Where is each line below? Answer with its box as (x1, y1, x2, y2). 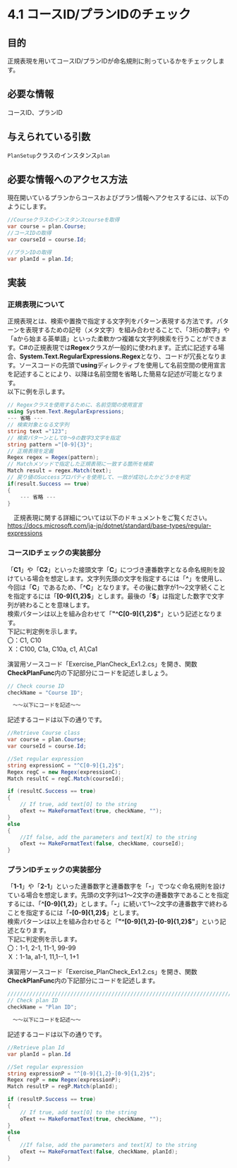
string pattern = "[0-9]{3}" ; (7, 441, 93, 448)
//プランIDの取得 (7, 248, 51, 256)
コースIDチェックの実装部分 (7, 548, 101, 558)
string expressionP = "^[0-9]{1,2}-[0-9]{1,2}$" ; (7, 1070, 157, 1077)
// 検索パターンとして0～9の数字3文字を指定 (7, 434, 121, 442)
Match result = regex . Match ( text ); (7, 467, 112, 475)
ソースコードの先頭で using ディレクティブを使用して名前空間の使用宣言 (18, 361, 226, 370)
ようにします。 (7, 202, 51, 211)
